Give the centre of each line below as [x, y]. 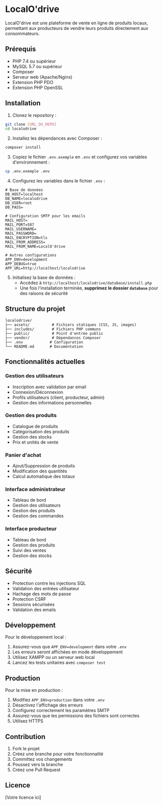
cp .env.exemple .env [28, 172]
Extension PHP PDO [33, 82]
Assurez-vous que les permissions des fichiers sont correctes [76, 716]
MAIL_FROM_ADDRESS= [25, 242]
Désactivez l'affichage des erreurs [47, 705]
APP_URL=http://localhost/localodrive [45, 268]
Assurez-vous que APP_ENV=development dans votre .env [69, 647]
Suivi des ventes [29, 550]
